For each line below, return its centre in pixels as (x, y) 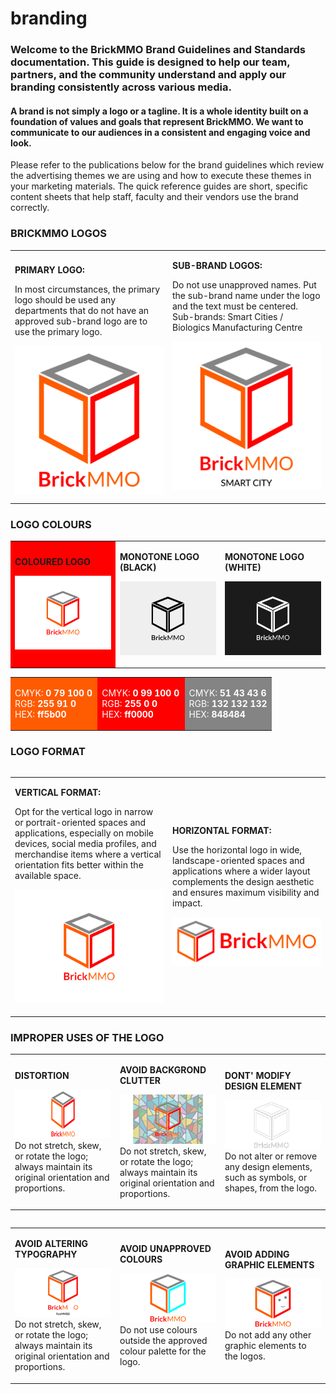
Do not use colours (158, 1329)
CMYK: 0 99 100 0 (140, 693)
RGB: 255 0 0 (129, 703)
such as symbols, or (266, 1178)
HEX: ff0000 (127, 714)
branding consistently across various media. (121, 87)
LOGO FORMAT (48, 752)
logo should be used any (65, 300)
